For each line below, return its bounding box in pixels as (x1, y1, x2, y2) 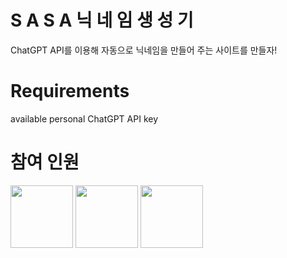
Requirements (10, 80, 130, 103)
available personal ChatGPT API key (10, 112, 159, 125)
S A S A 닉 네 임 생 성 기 (10, 9, 194, 32)
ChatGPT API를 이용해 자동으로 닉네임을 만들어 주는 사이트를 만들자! (10, 44, 278, 56)
